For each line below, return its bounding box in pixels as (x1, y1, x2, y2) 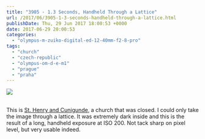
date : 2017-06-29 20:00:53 (6, 26, 75, 32)
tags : (6, 43, 20, 50)
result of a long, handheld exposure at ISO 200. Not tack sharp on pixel (6, 119, 185, 127)
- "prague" (12, 66, 40, 72)
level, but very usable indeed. (6, 126, 81, 133)
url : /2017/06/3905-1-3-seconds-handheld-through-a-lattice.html (6, 15, 176, 21)
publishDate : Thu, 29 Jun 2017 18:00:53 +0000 (6, 20, 127, 26)
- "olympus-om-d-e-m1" (12, 60, 70, 66)
